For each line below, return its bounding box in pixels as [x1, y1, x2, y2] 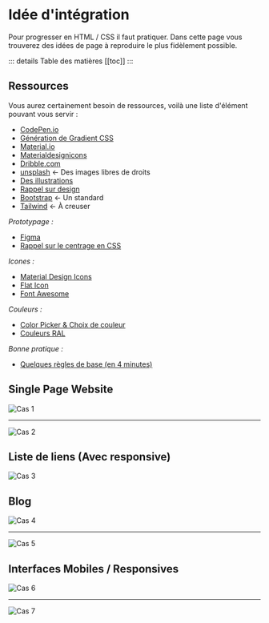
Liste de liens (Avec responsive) [8, 450, 171, 464]
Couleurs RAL [19, 328, 66, 338]
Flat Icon [19, 280, 50, 290]
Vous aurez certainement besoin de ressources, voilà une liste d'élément [8, 100, 248, 110]
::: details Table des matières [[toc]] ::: [8, 56, 134, 66]
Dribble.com [19, 159, 62, 168]
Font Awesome [19, 288, 70, 298]
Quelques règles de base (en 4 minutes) [19, 359, 153, 369]
